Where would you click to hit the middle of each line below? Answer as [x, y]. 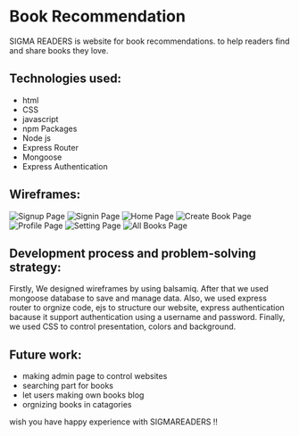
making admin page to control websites [95, 376]
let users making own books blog [83, 395]
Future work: [46, 354]
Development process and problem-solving [133, 253]
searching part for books [68, 386]
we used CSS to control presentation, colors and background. [123, 326]
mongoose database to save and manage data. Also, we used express [138, 298]
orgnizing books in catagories [77, 405]
